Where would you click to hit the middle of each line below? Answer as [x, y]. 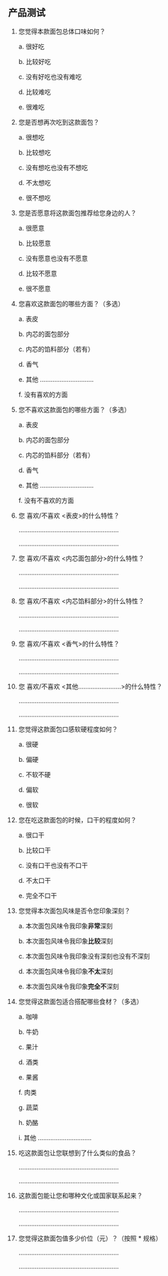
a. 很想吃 [31, 137]
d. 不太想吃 [35, 182]
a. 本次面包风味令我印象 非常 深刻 [65, 926]
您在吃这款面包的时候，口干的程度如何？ [77, 820]
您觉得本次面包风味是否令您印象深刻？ [74, 911]
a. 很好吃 [31, 46]
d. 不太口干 [35, 880]
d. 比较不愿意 [38, 273]
